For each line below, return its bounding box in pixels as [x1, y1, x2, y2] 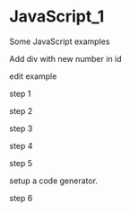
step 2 [9, 105, 33, 116]
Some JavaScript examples [9, 36, 110, 47]
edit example [9, 70, 57, 82]
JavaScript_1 [9, 6, 105, 27]
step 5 [9, 157, 33, 168]
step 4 [9, 140, 33, 151]
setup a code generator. [9, 175, 99, 186]
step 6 [9, 192, 33, 203]
